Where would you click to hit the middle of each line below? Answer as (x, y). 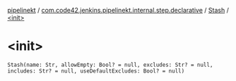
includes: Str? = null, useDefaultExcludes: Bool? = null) (96, 71)
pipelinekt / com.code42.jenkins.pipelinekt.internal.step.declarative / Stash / (118, 10)
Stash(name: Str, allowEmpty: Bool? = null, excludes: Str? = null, (110, 65)
